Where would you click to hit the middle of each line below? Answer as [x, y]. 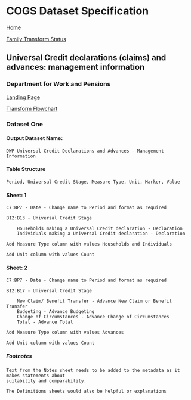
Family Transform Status [36, 39]
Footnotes [19, 356]
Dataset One [25, 124]
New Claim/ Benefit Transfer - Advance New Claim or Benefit [94, 301]
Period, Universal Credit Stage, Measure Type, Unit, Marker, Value [93, 182]
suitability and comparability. [46, 381]
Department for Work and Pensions [58, 84]
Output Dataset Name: [35, 138]
